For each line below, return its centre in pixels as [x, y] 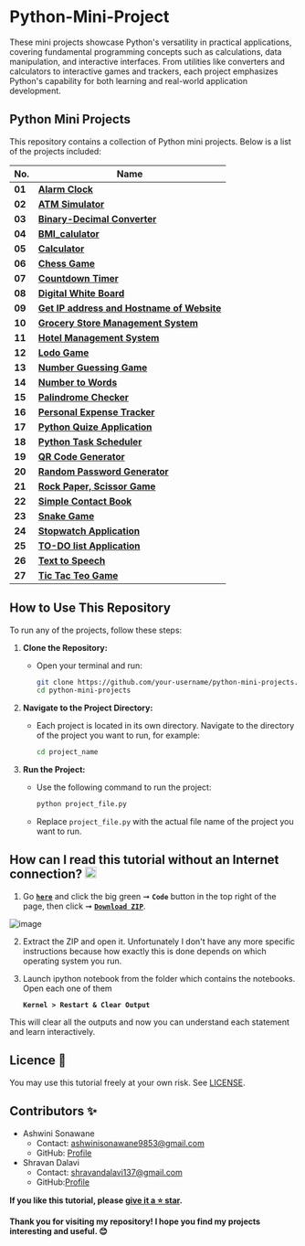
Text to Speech [72, 560]
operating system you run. [72, 961]
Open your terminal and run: [89, 666]
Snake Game [66, 516]
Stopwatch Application [89, 530]
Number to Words [78, 382]
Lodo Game [63, 352]
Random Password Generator [103, 471]
